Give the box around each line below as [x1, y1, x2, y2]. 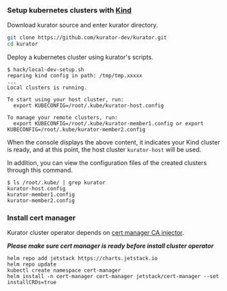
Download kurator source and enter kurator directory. [7, 21, 158, 29]
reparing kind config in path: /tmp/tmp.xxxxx [7, 73, 143, 79]
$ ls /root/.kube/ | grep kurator [7, 179, 106, 186]
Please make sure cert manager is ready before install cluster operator [7, 242, 214, 250]
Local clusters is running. [7, 84, 88, 91]
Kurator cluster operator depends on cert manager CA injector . [7, 229, 184, 237]
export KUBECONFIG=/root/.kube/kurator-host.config [13, 102, 165, 110]
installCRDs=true [7, 279, 57, 286]
